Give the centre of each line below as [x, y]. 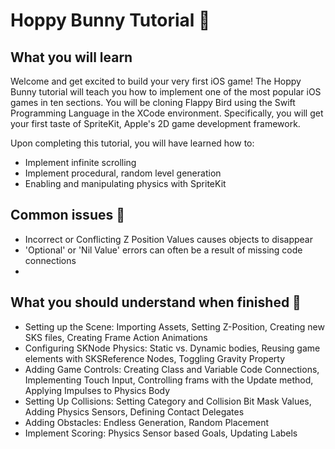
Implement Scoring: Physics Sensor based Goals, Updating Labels [161, 433]
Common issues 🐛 [67, 215]
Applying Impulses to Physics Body [97, 390]
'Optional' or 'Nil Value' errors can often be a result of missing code [163, 250]
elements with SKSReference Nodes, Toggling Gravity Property [155, 358]
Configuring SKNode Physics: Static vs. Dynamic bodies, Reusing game [172, 348]
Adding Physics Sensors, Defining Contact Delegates [134, 411]
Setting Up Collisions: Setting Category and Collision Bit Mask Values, [168, 401]
